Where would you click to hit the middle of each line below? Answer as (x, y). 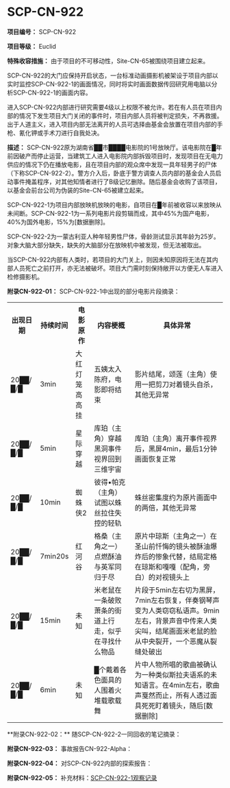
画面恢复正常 (155, 458)
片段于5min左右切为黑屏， (177, 590)
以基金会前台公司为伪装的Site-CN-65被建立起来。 (77, 190)
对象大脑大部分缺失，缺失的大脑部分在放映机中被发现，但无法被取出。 (106, 245)
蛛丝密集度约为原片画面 (172, 497)
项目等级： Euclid (31, 46)
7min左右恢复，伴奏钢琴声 (177, 600)
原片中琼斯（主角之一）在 (176, 536)
